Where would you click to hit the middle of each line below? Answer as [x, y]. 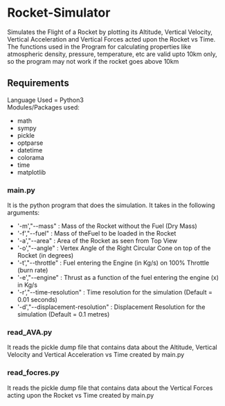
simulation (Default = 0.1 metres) [63, 315]
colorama [31, 157]
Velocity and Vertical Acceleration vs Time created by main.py [96, 355]
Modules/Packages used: [43, 107]
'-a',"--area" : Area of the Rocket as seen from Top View [97, 241]
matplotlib [31, 172]
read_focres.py [34, 373]
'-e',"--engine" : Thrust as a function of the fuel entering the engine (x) [118, 278]
